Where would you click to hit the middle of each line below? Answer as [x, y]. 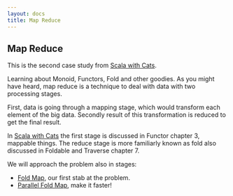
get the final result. [34, 122]
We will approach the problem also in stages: [72, 164]
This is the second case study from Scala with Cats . [82, 65]
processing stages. [35, 94]
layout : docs [26, 14]
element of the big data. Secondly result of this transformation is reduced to [116, 115]
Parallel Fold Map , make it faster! [64, 185]
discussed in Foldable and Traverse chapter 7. [73, 150]
